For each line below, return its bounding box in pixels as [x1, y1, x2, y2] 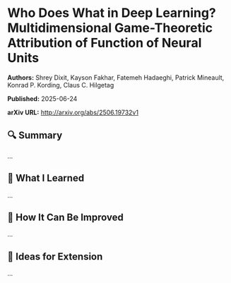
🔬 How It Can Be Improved [7, 211, 124, 223]
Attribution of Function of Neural [7, 35, 202, 51]
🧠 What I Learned [7, 172, 85, 184]
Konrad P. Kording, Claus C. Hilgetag [7, 80, 114, 89]
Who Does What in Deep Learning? [7, 5, 217, 21]
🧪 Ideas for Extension [7, 251, 103, 263]
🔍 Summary [7, 129, 63, 142]
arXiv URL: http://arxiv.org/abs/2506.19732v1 [7, 108, 139, 116]
